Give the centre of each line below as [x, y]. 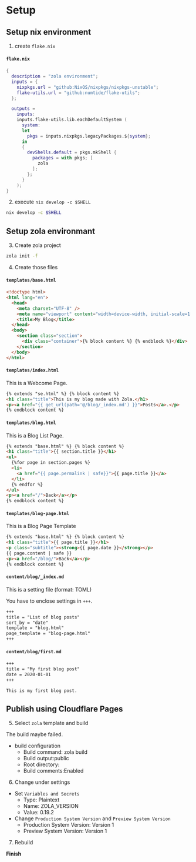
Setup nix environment [49, 32]
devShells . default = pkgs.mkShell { [72, 153]
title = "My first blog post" [43, 669]
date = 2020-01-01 [28, 674]
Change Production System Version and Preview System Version [93, 818]
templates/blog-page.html [38, 513]
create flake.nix [35, 46]
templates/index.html [33, 370]
